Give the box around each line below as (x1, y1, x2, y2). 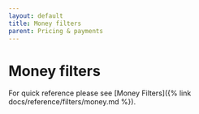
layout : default (8, 11, 63, 20)
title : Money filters (8, 19, 82, 27)
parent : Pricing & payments (8, 27, 104, 35)
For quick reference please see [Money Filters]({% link (8, 88, 192, 98)
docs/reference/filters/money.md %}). (8, 97, 136, 107)
